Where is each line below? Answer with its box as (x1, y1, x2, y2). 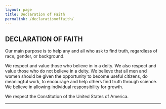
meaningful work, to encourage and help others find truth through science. (5, 79, 158, 85)
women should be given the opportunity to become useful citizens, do (5, 73, 148, 79)
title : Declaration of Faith (5, 12, 65, 17)
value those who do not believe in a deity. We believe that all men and (5, 68, 147, 74)
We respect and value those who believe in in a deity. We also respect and (5, 63, 157, 69)
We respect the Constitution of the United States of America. (5, 94, 129, 100)
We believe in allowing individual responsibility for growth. (5, 84, 124, 90)
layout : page (5, 7, 32, 12)
